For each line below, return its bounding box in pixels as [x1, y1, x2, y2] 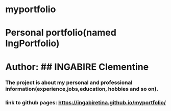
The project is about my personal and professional [5, 79, 133, 86]
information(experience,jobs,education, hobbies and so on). [5, 86, 158, 93]
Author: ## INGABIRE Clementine [5, 61, 149, 72]
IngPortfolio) [5, 38, 60, 49]
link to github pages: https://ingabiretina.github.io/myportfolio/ [5, 99, 166, 106]
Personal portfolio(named [5, 27, 116, 39]
